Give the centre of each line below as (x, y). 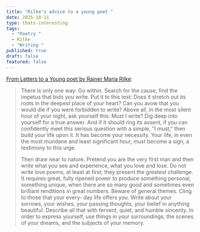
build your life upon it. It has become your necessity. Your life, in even (106, 135)
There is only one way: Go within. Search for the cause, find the (99, 90)
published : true (26, 51)
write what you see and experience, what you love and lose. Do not (103, 166)
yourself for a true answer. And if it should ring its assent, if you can (104, 122)
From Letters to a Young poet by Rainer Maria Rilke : (69, 79)
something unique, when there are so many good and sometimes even (107, 184)
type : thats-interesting (37, 23)
